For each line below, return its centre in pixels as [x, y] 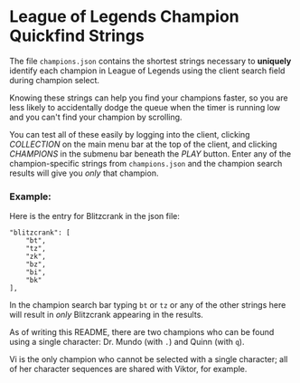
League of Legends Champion [124, 17]
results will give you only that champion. [84, 173]
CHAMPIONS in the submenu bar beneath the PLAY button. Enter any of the [150, 153]
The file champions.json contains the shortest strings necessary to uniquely [150, 61]
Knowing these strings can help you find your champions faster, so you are [149, 98]
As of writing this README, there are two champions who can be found [142, 332]
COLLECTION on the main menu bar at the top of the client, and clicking [143, 144]
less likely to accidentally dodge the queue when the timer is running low [145, 107]
